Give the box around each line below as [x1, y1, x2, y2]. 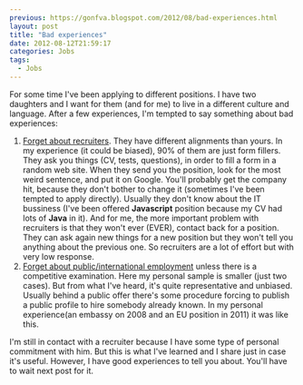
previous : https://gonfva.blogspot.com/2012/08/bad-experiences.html [9, 13, 279, 23]
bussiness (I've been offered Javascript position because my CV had [22, 202, 283, 213]
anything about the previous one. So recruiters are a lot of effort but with [22, 242, 295, 252]
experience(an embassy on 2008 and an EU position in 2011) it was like [22, 309, 288, 320]
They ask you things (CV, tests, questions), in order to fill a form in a [22, 154, 277, 165]
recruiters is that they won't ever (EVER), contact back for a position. [22, 222, 279, 232]
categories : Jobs [9, 47, 75, 56]
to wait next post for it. [9, 365, 93, 376]
